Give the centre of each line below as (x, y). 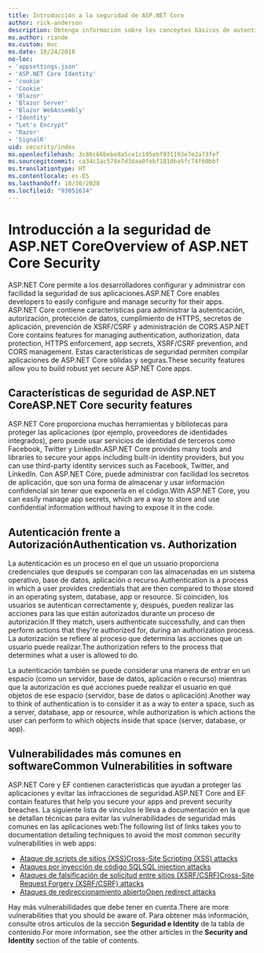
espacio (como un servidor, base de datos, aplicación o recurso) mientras (128, 679)
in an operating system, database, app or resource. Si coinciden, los (119, 597)
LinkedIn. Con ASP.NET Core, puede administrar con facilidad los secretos (128, 474)
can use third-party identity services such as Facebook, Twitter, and (119, 466)
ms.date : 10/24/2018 (42, 52)
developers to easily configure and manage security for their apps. (116, 301)
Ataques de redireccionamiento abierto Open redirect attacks (117, 892)
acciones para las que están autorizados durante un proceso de (112, 614)
